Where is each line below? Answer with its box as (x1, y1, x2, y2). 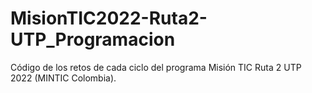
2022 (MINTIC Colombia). (10, 72, 117, 84)
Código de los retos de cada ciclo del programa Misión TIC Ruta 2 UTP (10, 61, 302, 73)
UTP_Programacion (10, 28, 176, 51)
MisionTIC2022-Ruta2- (10, 7, 208, 30)
